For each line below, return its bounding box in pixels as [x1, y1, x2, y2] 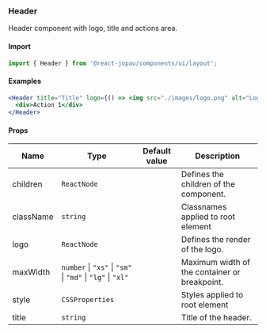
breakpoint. [180, 277, 224, 288]
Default [142, 146, 172, 157]
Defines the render [180, 234, 251, 245]
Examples [8, 76, 42, 85]
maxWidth [12, 267, 51, 278]
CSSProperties [61, 295, 115, 305]
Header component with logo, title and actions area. [8, 24, 178, 33]
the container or [180, 267, 241, 278]
